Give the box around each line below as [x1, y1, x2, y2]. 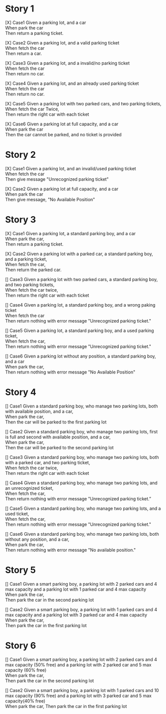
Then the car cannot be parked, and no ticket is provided [5, 131, 122, 137]
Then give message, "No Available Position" [5, 196, 95, 202]
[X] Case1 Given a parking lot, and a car [5, 19, 86, 25]
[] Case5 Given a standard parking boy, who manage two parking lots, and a [5, 505, 161, 511]
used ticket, [5, 510, 29, 517]
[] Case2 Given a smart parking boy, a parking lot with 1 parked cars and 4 [5, 606, 158, 612]
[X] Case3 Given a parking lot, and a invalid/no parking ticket [5, 60, 130, 66]
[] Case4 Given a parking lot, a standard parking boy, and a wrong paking [5, 302, 156, 308]
